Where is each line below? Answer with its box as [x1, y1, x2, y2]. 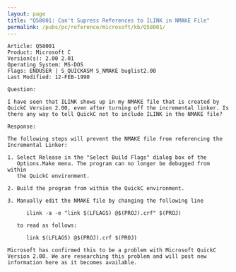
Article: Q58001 [7, 43, 55, 50]
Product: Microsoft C [7, 49, 71, 57]
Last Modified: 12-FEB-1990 [7, 73, 90, 81]
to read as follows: [16, 222, 78, 230]
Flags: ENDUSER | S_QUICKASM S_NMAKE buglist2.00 [7, 68, 157, 75]
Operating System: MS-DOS [7, 61, 83, 69]
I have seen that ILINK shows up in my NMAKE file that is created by [7, 98, 220, 106]
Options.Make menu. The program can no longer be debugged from [16, 160, 211, 167]
